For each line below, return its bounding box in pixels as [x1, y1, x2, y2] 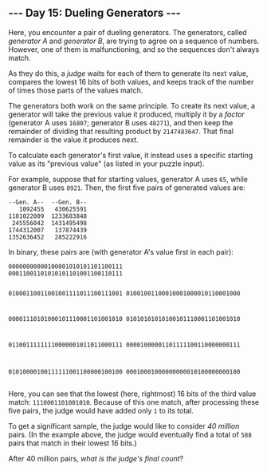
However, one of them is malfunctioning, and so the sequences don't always [8, 44, 260, 54]
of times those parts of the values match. [8, 85, 143, 95]
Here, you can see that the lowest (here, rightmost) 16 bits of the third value [8, 389, 257, 398]
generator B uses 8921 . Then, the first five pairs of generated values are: [8, 183, 245, 192]
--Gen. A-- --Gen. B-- [8, 198, 88, 206]
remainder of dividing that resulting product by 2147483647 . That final [8, 126, 234, 136]
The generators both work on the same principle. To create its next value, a [8, 101, 255, 110]
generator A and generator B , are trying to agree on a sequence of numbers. [8, 36, 260, 46]
